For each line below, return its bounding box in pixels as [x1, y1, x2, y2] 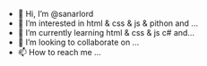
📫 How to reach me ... [17, 47, 101, 57]
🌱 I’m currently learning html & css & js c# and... [17, 28, 195, 37]
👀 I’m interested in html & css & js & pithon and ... [17, 18, 199, 29]
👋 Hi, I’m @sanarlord [17, 9, 94, 19]
